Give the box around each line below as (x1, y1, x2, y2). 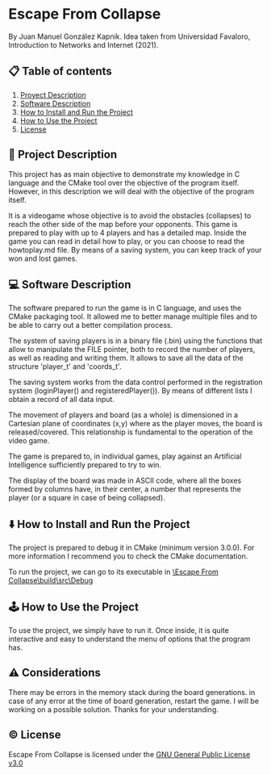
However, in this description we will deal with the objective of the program (8, 186, 255, 196)
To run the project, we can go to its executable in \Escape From (8, 567, 219, 577)
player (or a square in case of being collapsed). (8, 493, 165, 503)
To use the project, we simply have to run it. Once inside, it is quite (8, 626, 230, 635)
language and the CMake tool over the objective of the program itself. (8, 178, 240, 187)
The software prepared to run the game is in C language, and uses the (8, 304, 242, 313)
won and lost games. (8, 253, 78, 263)
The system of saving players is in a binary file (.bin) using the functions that (8, 336, 263, 346)
